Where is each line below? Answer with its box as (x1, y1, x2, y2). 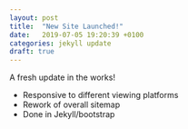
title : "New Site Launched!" (9, 22, 124, 31)
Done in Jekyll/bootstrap (22, 109, 115, 120)
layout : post (9, 13, 59, 23)
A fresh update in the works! (9, 72, 116, 83)
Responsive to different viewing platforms (22, 90, 179, 101)
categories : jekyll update (9, 38, 112, 48)
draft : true (9, 47, 54, 56)
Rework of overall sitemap (22, 99, 121, 110)
